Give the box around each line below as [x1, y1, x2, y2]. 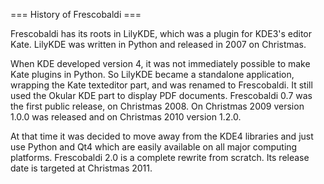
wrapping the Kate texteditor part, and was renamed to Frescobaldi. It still [10, 79, 313, 91]
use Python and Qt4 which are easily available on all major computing [10, 141, 298, 153]
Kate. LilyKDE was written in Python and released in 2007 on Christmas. [10, 39, 307, 50]
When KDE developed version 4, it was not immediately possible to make [10, 58, 311, 69]
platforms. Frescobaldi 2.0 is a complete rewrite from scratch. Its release [10, 152, 310, 163]
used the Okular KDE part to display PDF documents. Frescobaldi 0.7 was [10, 90, 313, 101]
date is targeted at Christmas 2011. [10, 162, 153, 174]
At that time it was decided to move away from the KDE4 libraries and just [10, 130, 314, 142]
